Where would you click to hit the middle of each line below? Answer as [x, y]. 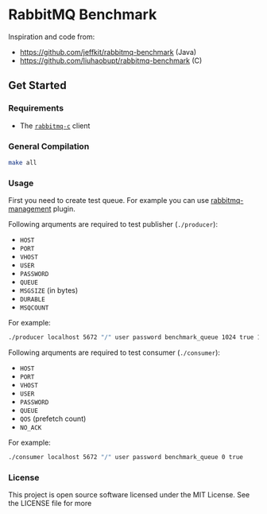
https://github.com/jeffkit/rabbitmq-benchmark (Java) [108, 52]
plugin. [64, 209]
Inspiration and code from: [52, 37]
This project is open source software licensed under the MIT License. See [129, 495]
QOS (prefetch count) [53, 419]
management [30, 209]
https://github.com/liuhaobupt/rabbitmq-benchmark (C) [111, 60]
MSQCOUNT [34, 308]
